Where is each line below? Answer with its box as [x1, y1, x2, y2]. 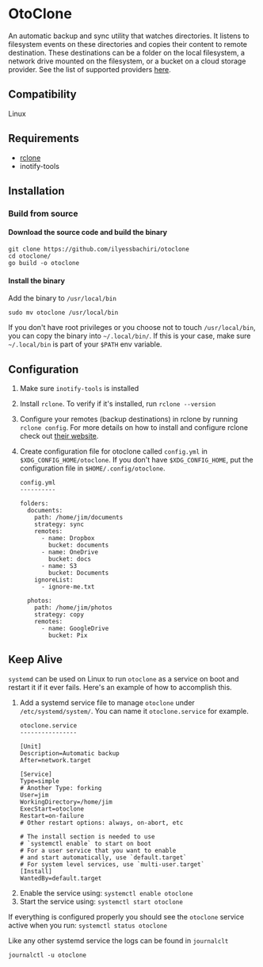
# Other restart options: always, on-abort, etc [19, 819, 184, 827]
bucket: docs [48, 555, 91, 563]
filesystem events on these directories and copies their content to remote [8, 39, 248, 48]
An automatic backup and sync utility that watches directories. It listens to [8, 31, 250, 40]
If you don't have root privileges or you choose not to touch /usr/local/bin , [8, 323, 256, 332]
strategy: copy [34, 611, 85, 619]
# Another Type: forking [19, 784, 102, 792]
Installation [8, 184, 65, 198]
